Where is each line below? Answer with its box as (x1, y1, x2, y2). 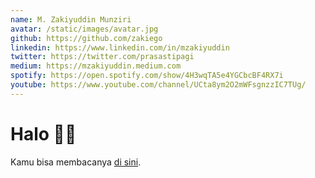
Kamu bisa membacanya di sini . (10, 156, 142, 168)
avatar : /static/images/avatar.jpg (10, 24, 159, 34)
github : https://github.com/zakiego (10, 33, 163, 43)
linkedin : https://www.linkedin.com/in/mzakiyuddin (10, 42, 230, 53)
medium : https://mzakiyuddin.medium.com (10, 61, 182, 71)
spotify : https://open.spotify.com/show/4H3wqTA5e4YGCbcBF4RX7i (10, 71, 284, 81)
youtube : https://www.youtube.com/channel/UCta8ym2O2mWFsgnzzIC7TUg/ (10, 80, 307, 90)
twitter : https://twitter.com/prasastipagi (10, 52, 195, 62)
